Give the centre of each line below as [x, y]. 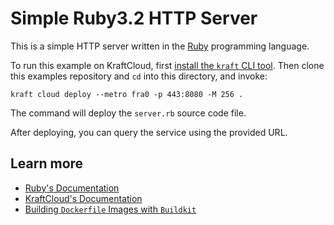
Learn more [47, 163]
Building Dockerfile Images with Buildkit [110, 209]
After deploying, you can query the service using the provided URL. [149, 132]
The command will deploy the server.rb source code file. [128, 113]
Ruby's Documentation [72, 188]
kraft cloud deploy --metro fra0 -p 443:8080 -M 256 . [127, 94]
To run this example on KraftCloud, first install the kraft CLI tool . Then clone [167, 65]
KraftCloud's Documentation [83, 198]
